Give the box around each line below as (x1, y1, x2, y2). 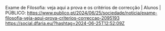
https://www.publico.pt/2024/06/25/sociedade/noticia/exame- (27, 10, 157, 16)
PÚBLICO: (5, 10, 26, 16)
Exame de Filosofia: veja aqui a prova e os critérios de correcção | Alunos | (5, 5, 161, 10)
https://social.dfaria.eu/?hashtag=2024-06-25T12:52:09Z (5, 20, 125, 26)
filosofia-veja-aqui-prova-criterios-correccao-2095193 (5, 15, 120, 21)
